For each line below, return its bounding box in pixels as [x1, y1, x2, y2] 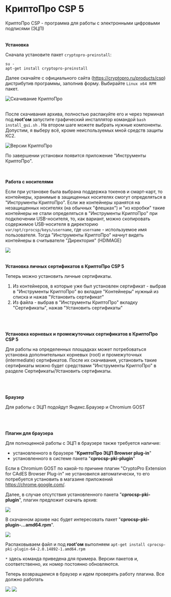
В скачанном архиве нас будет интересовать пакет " [5, 516, 121, 522]
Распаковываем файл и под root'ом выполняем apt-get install [5, 541, 145, 547]
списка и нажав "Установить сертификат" [12, 294, 105, 300]
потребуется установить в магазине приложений [5, 476, 113, 482]
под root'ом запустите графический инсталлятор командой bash [5, 116, 146, 123]
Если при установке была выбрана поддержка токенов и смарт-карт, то [5, 188, 163, 195]
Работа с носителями [5, 178, 54, 184]
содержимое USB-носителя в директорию [5, 221, 99, 227]
